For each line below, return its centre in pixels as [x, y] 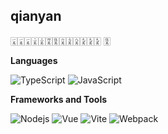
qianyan [36, 16]
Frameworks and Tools [59, 99]
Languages [34, 60]
